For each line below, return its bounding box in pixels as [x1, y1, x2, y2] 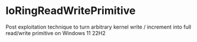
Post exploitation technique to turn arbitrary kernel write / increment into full [5, 23, 191, 30]
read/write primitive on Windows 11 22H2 [5, 29, 106, 36]
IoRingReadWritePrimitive [5, 4, 136, 17]
